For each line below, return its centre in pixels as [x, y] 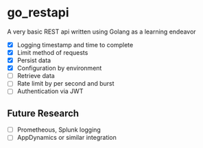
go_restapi [38, 13]
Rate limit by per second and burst [65, 84]
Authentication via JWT [50, 91]
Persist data [34, 60]
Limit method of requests [52, 52]
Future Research [43, 113]
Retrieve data [36, 76]
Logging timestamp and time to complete [75, 45]
